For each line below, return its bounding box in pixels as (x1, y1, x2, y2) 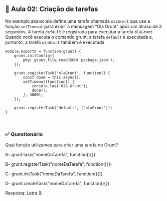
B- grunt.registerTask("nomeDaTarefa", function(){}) (5, 161, 112, 167)
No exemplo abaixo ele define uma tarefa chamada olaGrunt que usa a (5, 18, 151, 24)
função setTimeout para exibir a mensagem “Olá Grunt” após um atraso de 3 (5, 23, 162, 29)
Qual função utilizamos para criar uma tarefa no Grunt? (5, 142, 118, 148)
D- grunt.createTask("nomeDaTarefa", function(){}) (5, 181, 110, 187)
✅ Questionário (5, 131, 43, 137)
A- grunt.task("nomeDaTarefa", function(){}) (5, 152, 96, 158)
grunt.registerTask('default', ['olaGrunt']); (14, 105, 113, 110)
